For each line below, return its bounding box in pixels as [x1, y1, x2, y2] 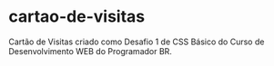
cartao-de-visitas [8, 6, 146, 27]
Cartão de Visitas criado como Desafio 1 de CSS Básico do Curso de [8, 36, 265, 47]
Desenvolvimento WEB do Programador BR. [8, 45, 172, 56]
